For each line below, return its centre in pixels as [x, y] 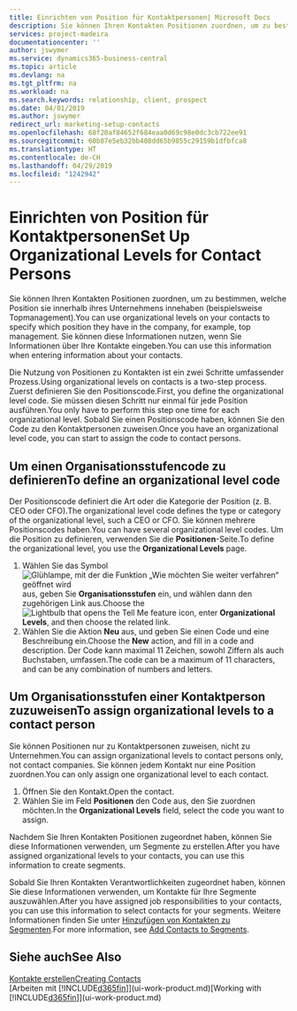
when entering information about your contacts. [96, 355]
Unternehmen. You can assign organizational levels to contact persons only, [146, 755]
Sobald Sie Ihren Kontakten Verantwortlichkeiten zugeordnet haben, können [147, 882]
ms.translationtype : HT [53, 149]
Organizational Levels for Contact [135, 256]
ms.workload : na [39, 91]
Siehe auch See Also [65, 957]
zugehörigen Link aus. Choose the [83, 603]
